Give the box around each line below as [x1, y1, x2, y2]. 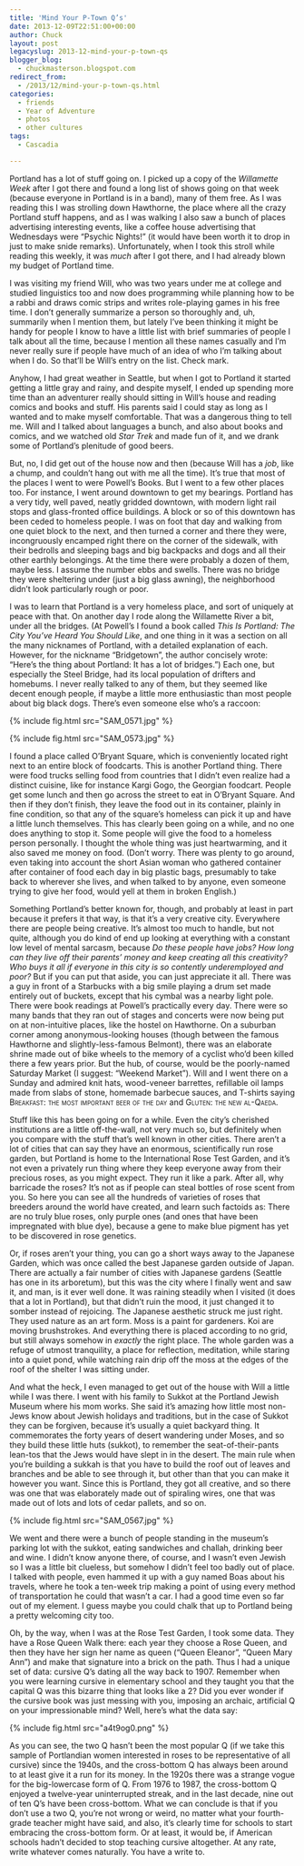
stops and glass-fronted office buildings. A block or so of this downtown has [9, 506, 296, 517]
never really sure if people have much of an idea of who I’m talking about [9, 345, 282, 356]
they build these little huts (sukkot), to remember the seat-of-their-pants [9, 1439, 279, 1450]
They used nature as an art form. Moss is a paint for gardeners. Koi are [9, 1315, 274, 1326]
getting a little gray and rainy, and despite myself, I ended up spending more [9, 382, 294, 393]
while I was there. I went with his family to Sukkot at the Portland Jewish [9, 1390, 279, 1401]
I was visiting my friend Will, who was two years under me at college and [9, 277, 282, 288]
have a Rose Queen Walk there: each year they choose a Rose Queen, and [9, 1637, 288, 1648]
